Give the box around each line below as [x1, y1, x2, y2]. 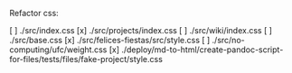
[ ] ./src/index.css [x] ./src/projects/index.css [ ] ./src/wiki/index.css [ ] [9, 25, 273, 35]
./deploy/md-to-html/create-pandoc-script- [121, 44, 284, 55]
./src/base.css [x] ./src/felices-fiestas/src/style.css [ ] [9, 35, 211, 45]
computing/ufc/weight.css [9, 44, 108, 55]
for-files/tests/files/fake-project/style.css [9, 54, 163, 64]
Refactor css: [9, 8, 59, 18]
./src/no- [212, 35, 246, 45]
